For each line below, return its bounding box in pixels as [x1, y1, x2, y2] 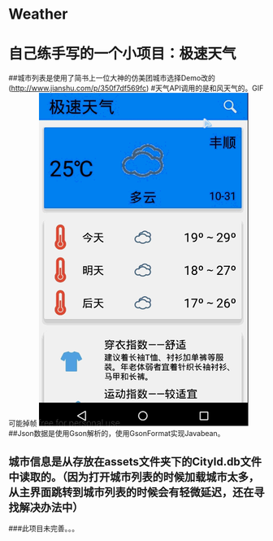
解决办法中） [19, 500, 84, 514]
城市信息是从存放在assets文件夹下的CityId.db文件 [8, 455, 262, 469]
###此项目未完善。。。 [8, 523, 80, 533]
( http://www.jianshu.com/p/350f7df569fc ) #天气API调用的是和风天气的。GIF [8, 83, 264, 94]
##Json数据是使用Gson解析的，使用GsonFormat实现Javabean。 [8, 429, 225, 438]
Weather [8, 5, 68, 24]
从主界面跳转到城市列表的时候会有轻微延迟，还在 [8, 485, 254, 499]
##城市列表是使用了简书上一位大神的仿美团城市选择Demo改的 [8, 73, 215, 83]
